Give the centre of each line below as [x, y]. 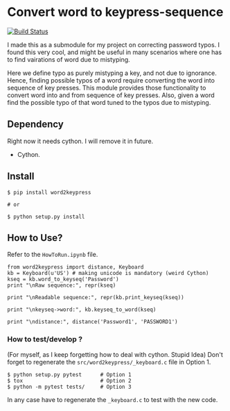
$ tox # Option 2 [69, 380]
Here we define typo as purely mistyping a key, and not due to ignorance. [112, 73]
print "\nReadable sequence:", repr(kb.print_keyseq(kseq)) [96, 298]
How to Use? [35, 238]
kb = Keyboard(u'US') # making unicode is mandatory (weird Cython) [108, 274]
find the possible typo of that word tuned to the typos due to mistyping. [109, 102]
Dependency [35, 125]
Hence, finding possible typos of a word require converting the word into [111, 80]
